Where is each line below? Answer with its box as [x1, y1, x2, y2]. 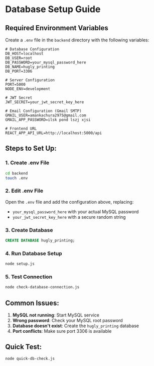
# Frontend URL [5, 126, 37, 131]
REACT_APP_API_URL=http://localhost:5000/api [5, 131, 102, 136]
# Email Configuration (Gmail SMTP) [5, 108, 82, 113]
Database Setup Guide [5, 4, 101, 15]
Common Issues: [5, 298, 59, 307]
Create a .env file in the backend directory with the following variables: [5, 37, 149, 43]
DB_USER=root [5, 55, 33, 60]
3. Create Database [5, 226, 54, 233]
